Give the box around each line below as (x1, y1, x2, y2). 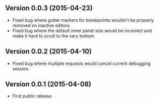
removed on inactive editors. (12, 22, 71, 28)
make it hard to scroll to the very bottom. (12, 33, 96, 39)
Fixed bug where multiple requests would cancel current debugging (12, 60, 151, 66)
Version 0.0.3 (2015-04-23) (5, 4, 93, 12)
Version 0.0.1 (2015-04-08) (5, 80, 92, 89)
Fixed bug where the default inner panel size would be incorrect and (12, 27, 152, 34)
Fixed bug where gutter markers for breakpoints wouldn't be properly (12, 17, 155, 23)
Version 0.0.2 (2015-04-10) (5, 47, 92, 56)
